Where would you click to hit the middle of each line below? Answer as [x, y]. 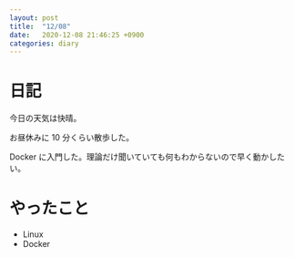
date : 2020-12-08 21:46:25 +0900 [77, 35]
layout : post [34, 18]
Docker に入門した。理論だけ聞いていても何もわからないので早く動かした [147, 157]
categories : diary [44, 43]
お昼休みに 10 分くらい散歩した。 [72, 138]
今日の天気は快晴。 [46, 118]
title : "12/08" [40, 26]
